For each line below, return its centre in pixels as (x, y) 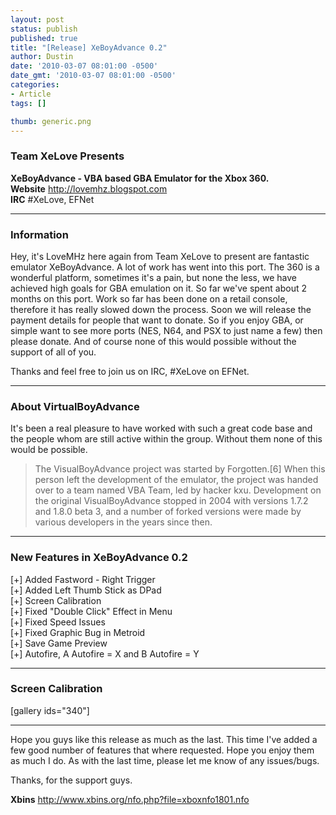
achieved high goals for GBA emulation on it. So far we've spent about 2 (158, 288)
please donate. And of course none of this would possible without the (153, 341)
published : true (44, 38)
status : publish (44, 29)
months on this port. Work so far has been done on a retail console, (149, 298)
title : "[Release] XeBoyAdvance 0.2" (89, 47)
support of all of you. (53, 352)
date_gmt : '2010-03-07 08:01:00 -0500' (93, 76)
